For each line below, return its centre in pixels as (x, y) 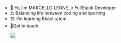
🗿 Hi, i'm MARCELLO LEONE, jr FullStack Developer (63, 8)
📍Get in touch (24, 26)
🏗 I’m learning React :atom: (39, 18)
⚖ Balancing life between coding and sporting (57, 13)
